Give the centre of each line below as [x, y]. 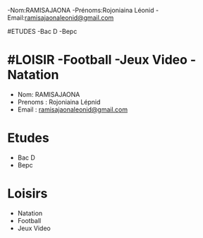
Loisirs [27, 194]
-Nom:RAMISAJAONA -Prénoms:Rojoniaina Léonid [81, 10]
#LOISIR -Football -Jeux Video [98, 60]
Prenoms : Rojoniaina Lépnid [59, 102]
